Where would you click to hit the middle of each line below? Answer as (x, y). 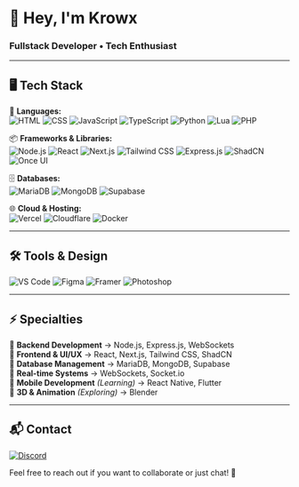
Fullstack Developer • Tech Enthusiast (93, 46)
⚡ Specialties (46, 319)
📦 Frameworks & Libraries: (61, 139)
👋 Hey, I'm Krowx (73, 18)
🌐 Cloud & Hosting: (45, 209)
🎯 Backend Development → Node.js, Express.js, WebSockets (122, 345)
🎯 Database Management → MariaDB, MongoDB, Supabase (120, 363)
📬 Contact (40, 430)
